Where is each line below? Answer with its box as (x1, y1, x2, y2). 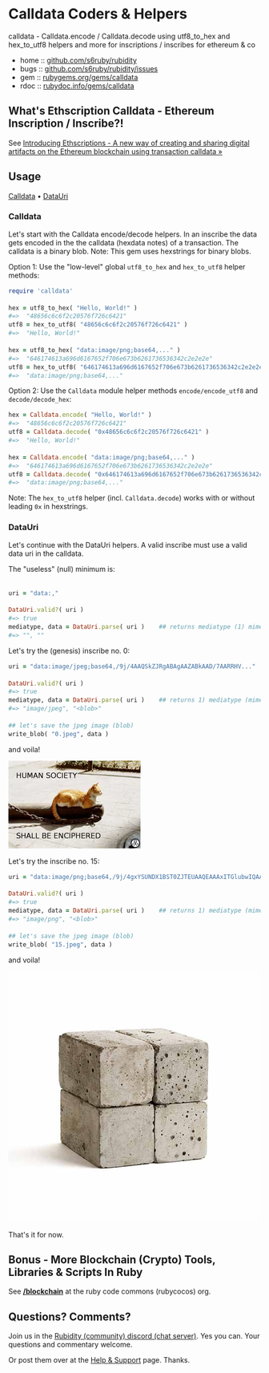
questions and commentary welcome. (8, 1340, 133, 1350)
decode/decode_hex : (8, 395, 72, 404)
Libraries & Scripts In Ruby (8, 1265, 143, 1279)
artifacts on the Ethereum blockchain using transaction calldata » (8, 146, 223, 156)
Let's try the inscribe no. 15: (8, 856, 100, 866)
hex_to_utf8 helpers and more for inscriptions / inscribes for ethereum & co (8, 39, 256, 49)
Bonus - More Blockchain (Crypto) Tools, (8, 1253, 216, 1266)
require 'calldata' (8, 286, 74, 295)
